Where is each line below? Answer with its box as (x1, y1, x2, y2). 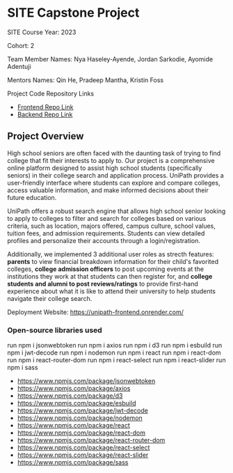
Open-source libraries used (7, 325, 102, 335)
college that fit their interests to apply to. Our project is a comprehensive (7, 156, 215, 164)
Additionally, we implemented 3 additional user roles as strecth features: (7, 249, 214, 258)
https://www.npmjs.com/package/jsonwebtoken (17, 377, 156, 385)
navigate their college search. (7, 294, 93, 302)
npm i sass (7, 364, 38, 372)
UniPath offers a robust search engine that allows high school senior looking (7, 207, 226, 215)
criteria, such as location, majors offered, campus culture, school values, (7, 222, 216, 230)
